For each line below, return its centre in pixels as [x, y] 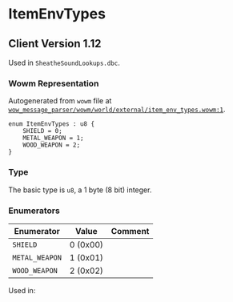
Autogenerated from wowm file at [60, 101]
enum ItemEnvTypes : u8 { [51, 124]
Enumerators [34, 211]
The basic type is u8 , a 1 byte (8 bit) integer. [80, 190]
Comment [130, 231]
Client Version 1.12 [55, 44]
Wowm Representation [54, 83]
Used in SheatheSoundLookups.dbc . [64, 62]
